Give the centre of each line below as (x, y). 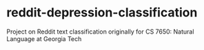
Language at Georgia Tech (44, 38)
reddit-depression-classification (102, 13)
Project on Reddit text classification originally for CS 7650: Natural (100, 32)
